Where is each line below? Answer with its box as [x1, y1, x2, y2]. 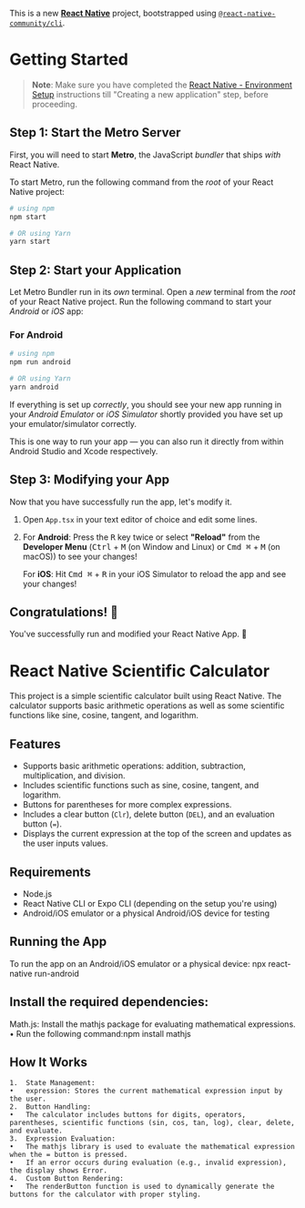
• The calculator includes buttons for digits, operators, [9, 1111, 247, 1120]
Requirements [9, 864, 91, 879]
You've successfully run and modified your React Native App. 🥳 [9, 628, 248, 640]
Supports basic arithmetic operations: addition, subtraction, [22, 760, 246, 772]
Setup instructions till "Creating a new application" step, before [31, 88, 269, 99]
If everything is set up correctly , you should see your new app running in [9, 399, 282, 410]
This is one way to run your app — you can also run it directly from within [9, 436, 284, 447]
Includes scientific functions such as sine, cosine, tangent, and [22, 780, 259, 791]
